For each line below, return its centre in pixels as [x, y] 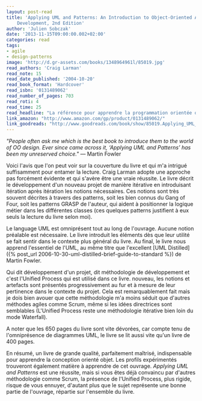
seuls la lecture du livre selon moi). [49, 217]
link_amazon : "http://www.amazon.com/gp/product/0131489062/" [86, 118]
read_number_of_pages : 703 [40, 96]
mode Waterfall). [27, 317]
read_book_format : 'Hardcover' [45, 85]
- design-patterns [29, 57]
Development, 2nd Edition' [51, 23]
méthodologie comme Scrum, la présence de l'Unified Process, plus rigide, [99, 379]
